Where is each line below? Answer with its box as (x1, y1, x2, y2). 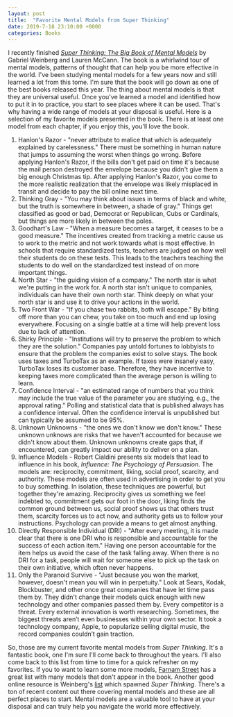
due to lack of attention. (17, 328, 86, 336)
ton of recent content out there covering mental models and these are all (8, 688, 216, 696)
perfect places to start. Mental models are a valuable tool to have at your (8, 695, 216, 703)
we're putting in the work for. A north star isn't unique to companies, (17, 283, 214, 292)
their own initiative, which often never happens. (17, 564, 154, 572)
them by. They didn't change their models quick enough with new (17, 593, 205, 601)
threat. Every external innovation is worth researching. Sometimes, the (17, 608, 219, 616)
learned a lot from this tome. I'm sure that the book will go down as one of (8, 78, 219, 87)
